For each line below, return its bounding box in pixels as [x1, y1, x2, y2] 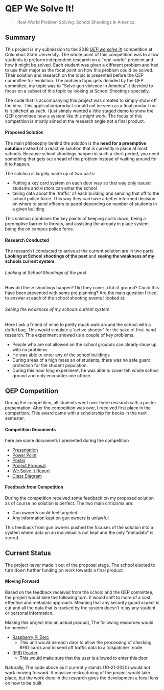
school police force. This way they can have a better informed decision [12, 195, 156, 201]
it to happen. [5, 161, 31, 167]
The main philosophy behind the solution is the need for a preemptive [5, 140, 146, 146]
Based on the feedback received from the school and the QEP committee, [5, 589, 154, 595]
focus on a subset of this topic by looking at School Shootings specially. [5, 88, 150, 93]
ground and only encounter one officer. [12, 372, 92, 378]
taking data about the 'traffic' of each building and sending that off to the [12, 190, 160, 196]
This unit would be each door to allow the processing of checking [19, 639, 152, 645]
